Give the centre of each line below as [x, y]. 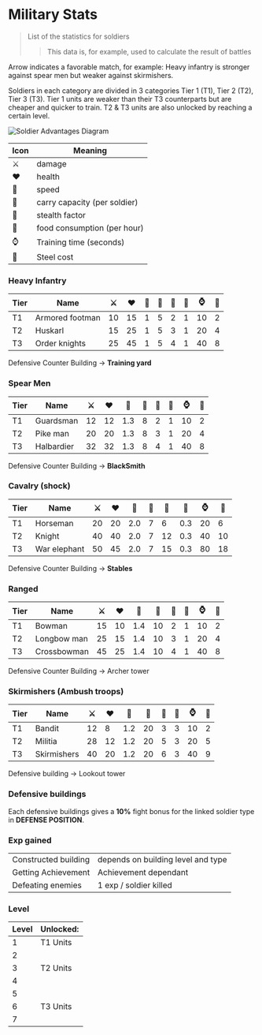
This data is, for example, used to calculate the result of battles [149, 51]
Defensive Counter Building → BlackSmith [77, 465]
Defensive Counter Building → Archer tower [79, 671]
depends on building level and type [162, 860]
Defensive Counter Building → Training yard [80, 363]
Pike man [52, 433]
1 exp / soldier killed [135, 885]
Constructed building [51, 860]
